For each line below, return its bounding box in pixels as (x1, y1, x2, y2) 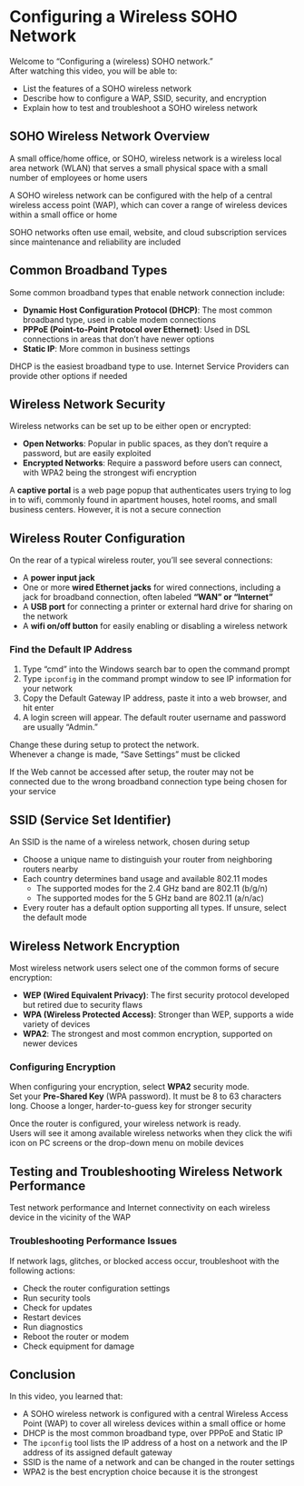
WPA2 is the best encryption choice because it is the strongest (22, 1466, 259, 1478)
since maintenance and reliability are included (9, 236, 181, 247)
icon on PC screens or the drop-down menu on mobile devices (9, 1138, 244, 1149)
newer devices (22, 1038, 78, 1049)
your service (9, 786, 56, 797)
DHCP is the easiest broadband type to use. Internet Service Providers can (9, 361, 289, 372)
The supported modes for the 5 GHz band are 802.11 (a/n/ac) (35, 893, 265, 903)
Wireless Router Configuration (9, 530, 186, 546)
